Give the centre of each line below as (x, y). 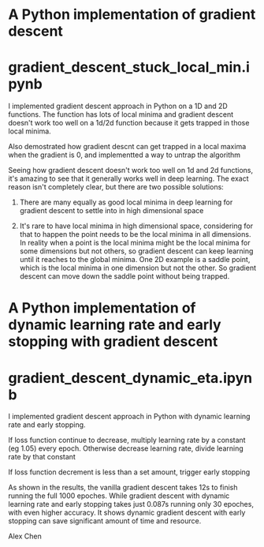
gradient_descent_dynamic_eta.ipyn (130, 378)
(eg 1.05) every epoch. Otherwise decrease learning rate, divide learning (126, 448)
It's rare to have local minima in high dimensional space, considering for (136, 226)
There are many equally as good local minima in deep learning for (126, 202)
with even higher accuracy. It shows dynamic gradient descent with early (127, 513)
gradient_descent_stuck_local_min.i (129, 67)
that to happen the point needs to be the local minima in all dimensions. (135, 234)
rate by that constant (42, 457)
